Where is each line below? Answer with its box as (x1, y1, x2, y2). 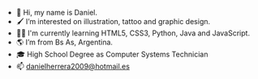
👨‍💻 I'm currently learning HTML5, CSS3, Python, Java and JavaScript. (15, 28, 250, 38)
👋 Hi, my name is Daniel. (15, 8, 97, 17)
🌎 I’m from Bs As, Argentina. (15, 37, 114, 47)
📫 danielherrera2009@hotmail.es (15, 61, 130, 71)
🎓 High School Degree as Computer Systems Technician (15, 49, 209, 59)
